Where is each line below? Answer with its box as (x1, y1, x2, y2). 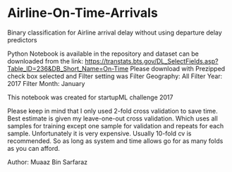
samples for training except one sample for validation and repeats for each (7, 121, 224, 130)
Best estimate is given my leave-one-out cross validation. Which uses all (7, 114, 219, 123)
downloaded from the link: (7, 56, 84, 65)
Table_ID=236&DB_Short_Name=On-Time (7, 64, 129, 73)
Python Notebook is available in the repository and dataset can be (7, 49, 199, 58)
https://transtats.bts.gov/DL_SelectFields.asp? (84, 56, 219, 65)
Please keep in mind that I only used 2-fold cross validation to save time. (7, 106, 219, 115)
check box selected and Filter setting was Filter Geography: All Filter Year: (7, 72, 223, 80)
